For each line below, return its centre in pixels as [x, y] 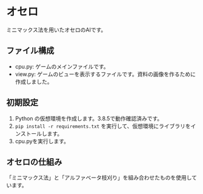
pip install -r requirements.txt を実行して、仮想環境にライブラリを [103, 126]
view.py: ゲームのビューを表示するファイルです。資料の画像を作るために [105, 74]
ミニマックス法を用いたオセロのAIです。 [56, 30]
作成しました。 [34, 81]
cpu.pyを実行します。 [42, 141]
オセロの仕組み [34, 162]
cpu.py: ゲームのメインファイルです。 [62, 66]
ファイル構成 [30, 51]
